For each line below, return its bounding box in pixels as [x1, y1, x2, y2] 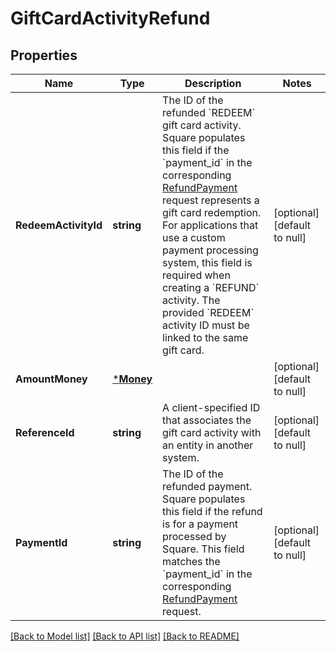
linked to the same [162, 331, 249, 344]
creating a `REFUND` [162, 281, 260, 294]
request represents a [162, 193, 260, 207]
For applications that [162, 218, 259, 232]
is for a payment [162, 517, 239, 531]
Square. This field [162, 542, 245, 556]
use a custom [162, 231, 226, 244]
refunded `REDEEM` [162, 106, 256, 119]
